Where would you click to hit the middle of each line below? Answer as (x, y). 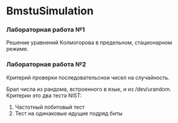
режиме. (17, 49)
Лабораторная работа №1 (46, 30)
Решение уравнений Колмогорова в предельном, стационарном (89, 42)
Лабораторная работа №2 (46, 64)
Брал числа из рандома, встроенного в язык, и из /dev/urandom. (89, 89)
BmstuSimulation (50, 11)
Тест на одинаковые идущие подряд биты (69, 113)
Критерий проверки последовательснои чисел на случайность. (88, 77)
